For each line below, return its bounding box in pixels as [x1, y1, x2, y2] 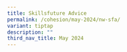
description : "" [7, 28, 53, 36]
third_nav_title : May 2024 [7, 35, 84, 42]
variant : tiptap [7, 22, 53, 29]
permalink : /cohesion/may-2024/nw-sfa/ [7, 16, 121, 23]
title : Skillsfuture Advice [7, 9, 87, 17]
